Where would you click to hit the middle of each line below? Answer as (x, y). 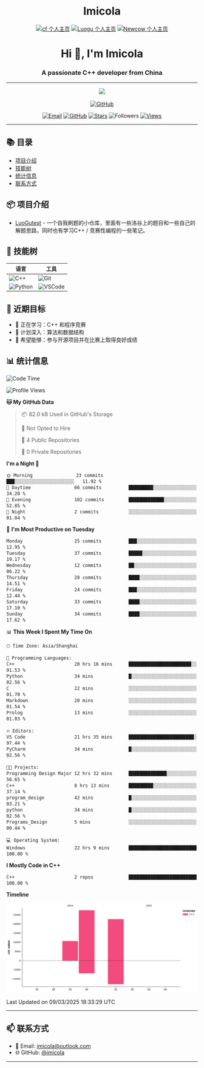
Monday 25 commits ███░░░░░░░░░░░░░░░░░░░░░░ (102, 541)
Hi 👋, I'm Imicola (102, 54)
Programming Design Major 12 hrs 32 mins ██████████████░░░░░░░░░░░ (102, 773)
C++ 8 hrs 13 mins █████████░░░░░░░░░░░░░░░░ (102, 786)
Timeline (18, 894)
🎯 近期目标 (26, 309)
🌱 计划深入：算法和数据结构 (49, 332)
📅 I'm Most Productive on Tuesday (51, 529)
